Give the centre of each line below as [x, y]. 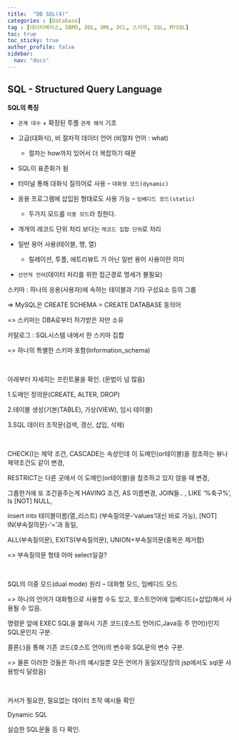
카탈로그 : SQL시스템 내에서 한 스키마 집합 [66, 335]
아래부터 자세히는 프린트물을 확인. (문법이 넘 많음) [76, 379]
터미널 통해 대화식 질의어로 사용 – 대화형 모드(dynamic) [93, 183]
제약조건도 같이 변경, [36, 462]
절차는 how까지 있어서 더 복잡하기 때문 [82, 153]
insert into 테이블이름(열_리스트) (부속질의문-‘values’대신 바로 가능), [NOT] [112, 515]
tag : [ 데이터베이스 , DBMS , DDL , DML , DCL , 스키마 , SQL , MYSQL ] [98, 27]
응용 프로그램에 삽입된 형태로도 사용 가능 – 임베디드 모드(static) [106, 198]
